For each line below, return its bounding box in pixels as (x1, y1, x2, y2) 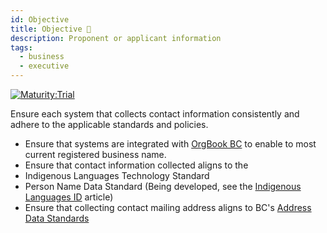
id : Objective (10, 14, 70, 25)
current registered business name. (24, 149, 167, 160)
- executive (19, 61, 70, 71)
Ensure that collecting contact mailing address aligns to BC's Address (24, 202, 312, 213)
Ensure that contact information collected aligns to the (24, 159, 249, 171)
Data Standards (24, 212, 90, 224)
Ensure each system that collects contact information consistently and (10, 108, 300, 120)
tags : (10, 42, 33, 53)
